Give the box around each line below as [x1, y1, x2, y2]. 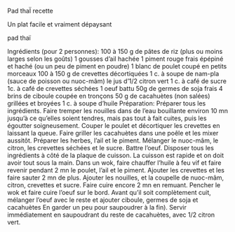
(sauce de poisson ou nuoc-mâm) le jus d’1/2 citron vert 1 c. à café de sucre [7, 77, 227, 85]
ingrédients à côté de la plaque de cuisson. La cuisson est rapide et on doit [7, 151, 224, 159]
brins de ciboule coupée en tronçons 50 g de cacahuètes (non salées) [7, 92, 210, 100]
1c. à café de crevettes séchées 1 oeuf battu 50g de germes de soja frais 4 [7, 85, 223, 92]
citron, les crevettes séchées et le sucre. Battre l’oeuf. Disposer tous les [7, 144, 214, 152]
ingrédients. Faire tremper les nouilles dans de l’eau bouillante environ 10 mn [7, 107, 228, 115]
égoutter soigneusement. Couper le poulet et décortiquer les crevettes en [7, 122, 220, 129]
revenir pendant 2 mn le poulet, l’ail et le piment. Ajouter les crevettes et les [7, 166, 225, 174]
